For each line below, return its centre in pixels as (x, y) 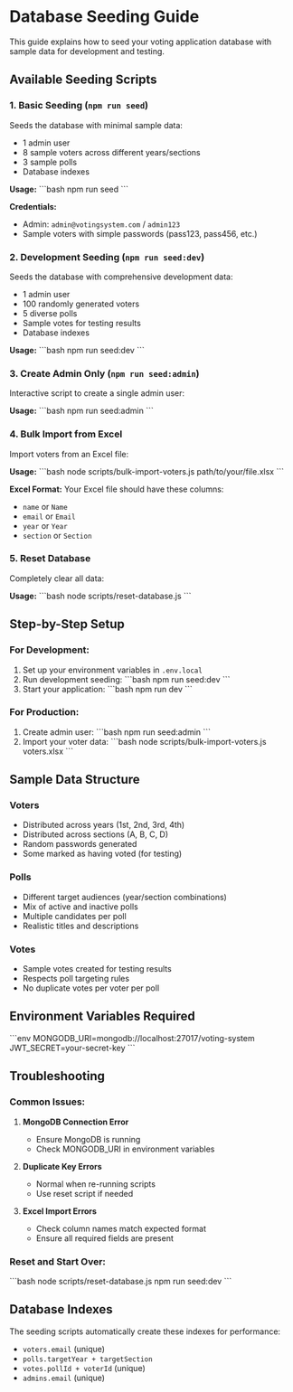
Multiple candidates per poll (74, 916)
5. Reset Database (50, 559)
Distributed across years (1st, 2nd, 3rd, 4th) (104, 825)
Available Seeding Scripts (83, 80)
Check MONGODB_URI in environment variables (125, 1149)
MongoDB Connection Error (76, 1122)
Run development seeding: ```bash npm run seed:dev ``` (126, 679)
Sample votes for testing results (82, 323)
